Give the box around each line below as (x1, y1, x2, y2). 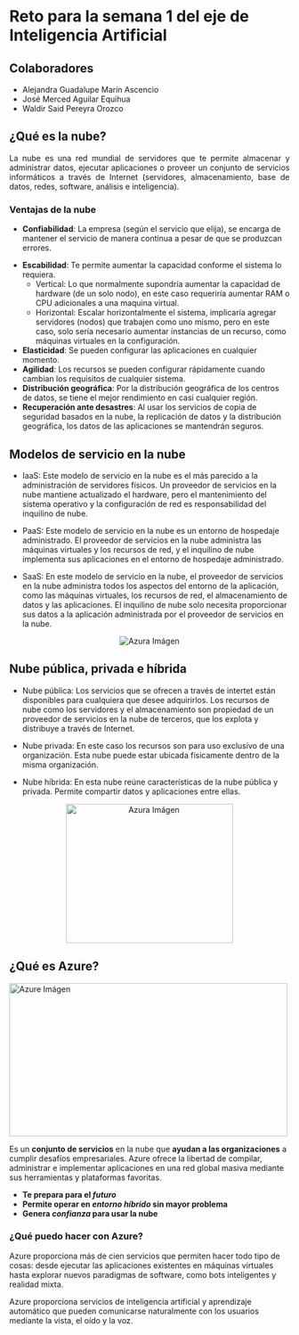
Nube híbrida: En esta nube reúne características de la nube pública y (21, 776, 279, 787)
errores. (21, 242, 52, 253)
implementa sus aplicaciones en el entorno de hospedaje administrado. (21, 553, 284, 564)
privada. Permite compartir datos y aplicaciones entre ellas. (21, 786, 241, 797)
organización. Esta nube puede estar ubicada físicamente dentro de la (21, 749, 280, 760)
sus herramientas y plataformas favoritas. (9, 1172, 162, 1183)
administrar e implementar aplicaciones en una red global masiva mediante (9, 1162, 285, 1173)
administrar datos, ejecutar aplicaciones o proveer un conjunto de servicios (9, 162, 290, 173)
